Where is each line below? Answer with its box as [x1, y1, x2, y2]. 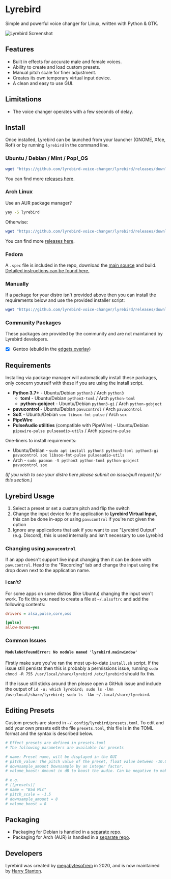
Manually [5, 280, 29, 287]
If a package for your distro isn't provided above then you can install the [5, 292, 156, 298]
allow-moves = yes [5, 625, 40, 630]
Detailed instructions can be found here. [5, 267, 90, 273]
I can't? [5, 579, 21, 585]
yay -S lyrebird [5, 210, 40, 215]
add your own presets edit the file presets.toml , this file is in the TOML [5, 725, 154, 731]
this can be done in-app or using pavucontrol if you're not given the [12, 516, 155, 522]
